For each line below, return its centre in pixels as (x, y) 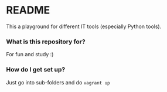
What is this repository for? (46, 42)
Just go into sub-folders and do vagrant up (58, 82)
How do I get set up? (36, 70)
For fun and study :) (30, 54)
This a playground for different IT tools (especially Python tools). (84, 26)
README (28, 10)
